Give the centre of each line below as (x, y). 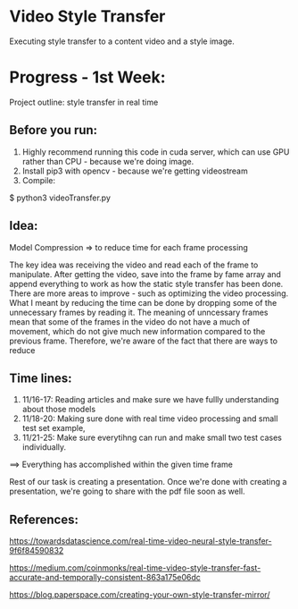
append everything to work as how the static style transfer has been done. (146, 283)
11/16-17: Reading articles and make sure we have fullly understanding (150, 400)
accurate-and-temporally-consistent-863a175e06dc (105, 578)
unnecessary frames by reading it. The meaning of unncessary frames (139, 312)
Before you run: (54, 130)
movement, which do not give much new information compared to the (137, 331)
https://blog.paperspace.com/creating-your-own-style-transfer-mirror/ (140, 595)
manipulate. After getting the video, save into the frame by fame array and (145, 274)
